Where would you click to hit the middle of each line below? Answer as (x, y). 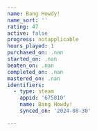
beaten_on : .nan (30, 65)
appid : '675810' (43, 98)
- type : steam (34, 91)
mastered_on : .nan (34, 78)
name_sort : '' (28, 20)
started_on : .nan (32, 59)
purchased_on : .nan (35, 53)
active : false (28, 33)
